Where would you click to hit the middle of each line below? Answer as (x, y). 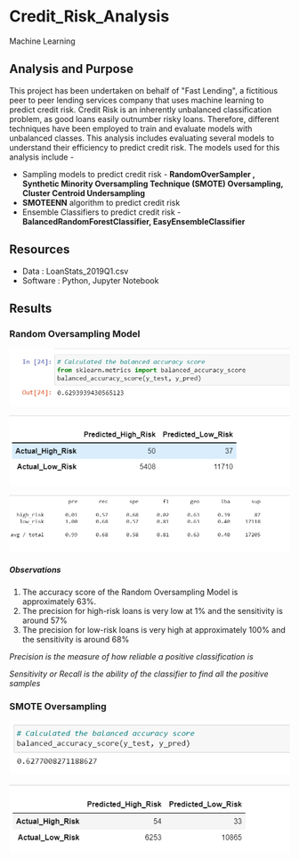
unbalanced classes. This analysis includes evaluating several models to (142, 138)
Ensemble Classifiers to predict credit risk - (101, 212)
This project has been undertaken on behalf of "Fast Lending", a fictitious (144, 90)
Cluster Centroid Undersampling (83, 192)
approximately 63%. (59, 602)
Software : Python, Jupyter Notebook (90, 280)
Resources (40, 250)
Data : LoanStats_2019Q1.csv (75, 271)
